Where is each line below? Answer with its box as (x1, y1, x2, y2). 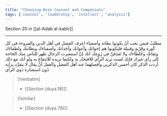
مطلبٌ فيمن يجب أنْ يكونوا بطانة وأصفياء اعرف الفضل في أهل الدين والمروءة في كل (5, 40, 162, 46)
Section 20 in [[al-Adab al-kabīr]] (5, 25, 73, 31)
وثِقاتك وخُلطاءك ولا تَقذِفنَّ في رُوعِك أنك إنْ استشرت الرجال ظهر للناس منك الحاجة (5, 50, 159, 56)
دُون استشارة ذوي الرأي (5, 66, 49, 72)
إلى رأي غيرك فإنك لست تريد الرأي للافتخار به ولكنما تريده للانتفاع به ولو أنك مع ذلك (5, 56, 159, 62)
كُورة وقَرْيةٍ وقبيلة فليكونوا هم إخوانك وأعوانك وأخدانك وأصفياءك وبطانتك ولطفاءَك (5, 45, 156, 51)
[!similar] (17, 95, 36, 101)
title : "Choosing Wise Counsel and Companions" (5, 7, 106, 12)
